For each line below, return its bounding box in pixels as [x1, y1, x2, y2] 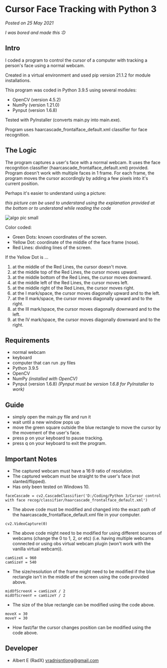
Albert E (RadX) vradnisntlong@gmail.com [12, 657, 99, 663]
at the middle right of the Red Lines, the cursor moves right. [12, 285, 135, 291]
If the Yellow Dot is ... [5, 254, 49, 260]
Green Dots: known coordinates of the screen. [12, 234, 107, 240]
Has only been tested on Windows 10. [12, 484, 90, 490]
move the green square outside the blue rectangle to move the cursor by [12, 424, 161, 430]
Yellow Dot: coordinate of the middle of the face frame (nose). [12, 239, 140, 245]
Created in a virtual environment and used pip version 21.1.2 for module [5, 72, 151, 78]
